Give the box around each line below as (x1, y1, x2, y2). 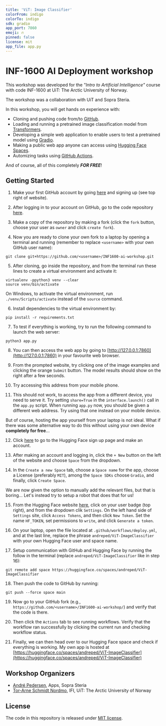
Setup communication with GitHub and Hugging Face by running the (12, 547, 152, 553)
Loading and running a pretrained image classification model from (12, 121, 147, 127)
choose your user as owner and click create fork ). (12, 225, 115, 231)
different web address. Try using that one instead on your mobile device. (12, 408, 161, 414)
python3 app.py (5, 339, 37, 344)
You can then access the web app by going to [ (12, 347, 109, 353)
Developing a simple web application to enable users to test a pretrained (12, 132, 160, 138)
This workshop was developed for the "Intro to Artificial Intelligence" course (5, 82, 161, 88)
